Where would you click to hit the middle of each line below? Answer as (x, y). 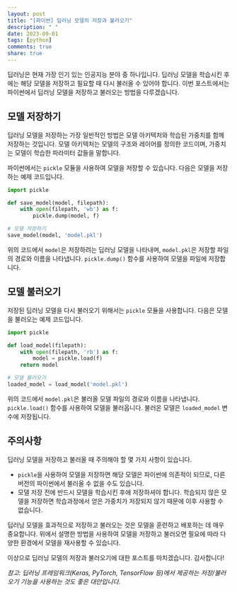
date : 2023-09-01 (33, 34)
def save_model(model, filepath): (58, 203)
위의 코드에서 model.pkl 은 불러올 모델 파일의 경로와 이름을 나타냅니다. (104, 399)
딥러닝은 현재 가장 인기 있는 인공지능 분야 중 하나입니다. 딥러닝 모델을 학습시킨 (115, 74)
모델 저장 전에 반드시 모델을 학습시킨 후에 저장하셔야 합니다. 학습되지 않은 (118, 492)
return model (39, 365)
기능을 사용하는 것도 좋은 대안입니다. (70, 581)
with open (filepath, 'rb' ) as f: (69, 352)
